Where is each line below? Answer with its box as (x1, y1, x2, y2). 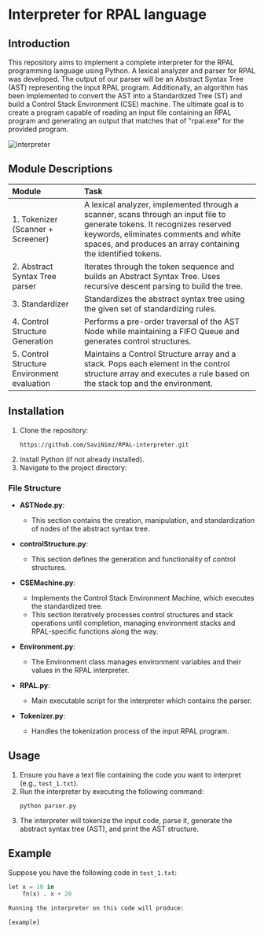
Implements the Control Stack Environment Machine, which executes (31, 593, 255, 602)
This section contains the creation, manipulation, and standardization (31, 515, 255, 524)
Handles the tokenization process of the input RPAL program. (31, 726, 229, 736)
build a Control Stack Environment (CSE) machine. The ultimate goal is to (8, 100, 244, 108)
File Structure (8, 482, 61, 493)
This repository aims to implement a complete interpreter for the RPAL (8, 57, 235, 67)
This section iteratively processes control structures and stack (31, 609, 233, 619)
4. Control (12, 316, 49, 327)
